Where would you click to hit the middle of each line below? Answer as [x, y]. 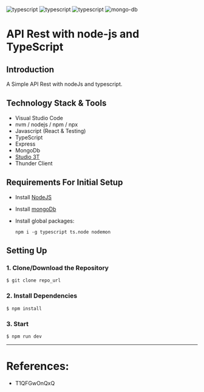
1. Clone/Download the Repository [58, 268]
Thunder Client [34, 163]
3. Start [18, 324]
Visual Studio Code [39, 118]
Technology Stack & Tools [56, 103]
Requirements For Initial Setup [65, 183]
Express [25, 144]
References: [38, 366]
